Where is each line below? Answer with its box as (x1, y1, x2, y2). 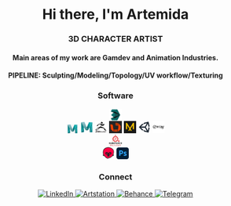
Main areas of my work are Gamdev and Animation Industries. (12, 52, 219, 62)
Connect (98, 172, 133, 182)
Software (97, 90, 134, 101)
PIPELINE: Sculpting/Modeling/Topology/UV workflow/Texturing (8, 70, 223, 80)
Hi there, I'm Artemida (42, 5, 189, 23)
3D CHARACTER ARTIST (68, 34, 163, 45)
